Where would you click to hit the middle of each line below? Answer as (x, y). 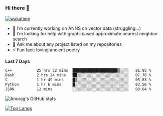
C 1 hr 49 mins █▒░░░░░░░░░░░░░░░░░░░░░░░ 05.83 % (78, 80)
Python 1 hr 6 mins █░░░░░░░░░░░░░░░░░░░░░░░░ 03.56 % (78, 84)
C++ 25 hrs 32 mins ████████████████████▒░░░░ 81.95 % (78, 71)
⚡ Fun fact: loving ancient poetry (46, 50)
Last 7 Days (18, 61)
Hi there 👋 (18, 8)
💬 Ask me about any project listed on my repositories (67, 44)
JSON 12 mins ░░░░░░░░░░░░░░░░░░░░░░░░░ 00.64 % (78, 89)
